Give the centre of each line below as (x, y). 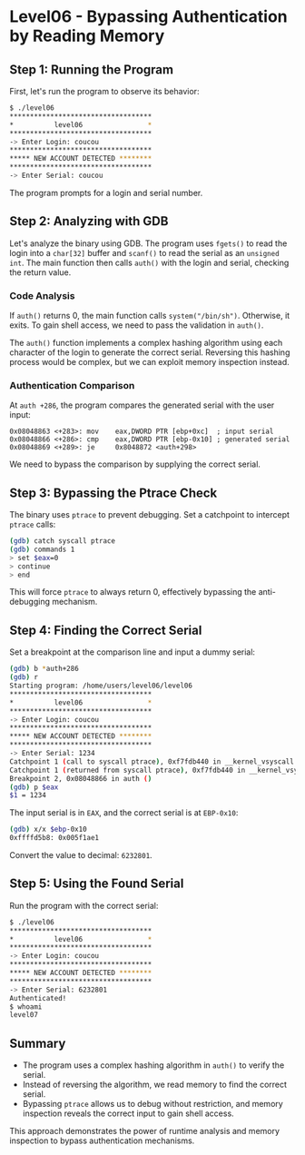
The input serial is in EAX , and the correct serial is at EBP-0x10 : (124, 813)
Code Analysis (42, 295)
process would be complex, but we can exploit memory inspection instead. (150, 361)
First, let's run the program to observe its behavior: (104, 91)
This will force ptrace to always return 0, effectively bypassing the (133, 592)
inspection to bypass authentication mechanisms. (102, 1140)
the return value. (40, 272)
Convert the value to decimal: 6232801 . (81, 855)
